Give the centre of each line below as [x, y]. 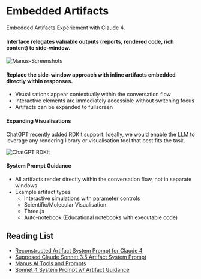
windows [26, 185]
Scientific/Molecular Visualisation [65, 204]
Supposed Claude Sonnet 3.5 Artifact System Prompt [81, 257]
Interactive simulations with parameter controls [82, 198]
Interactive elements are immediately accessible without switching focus [105, 101]
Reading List [30, 236]
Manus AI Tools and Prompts [50, 263]
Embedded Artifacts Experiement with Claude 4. [66, 28]
